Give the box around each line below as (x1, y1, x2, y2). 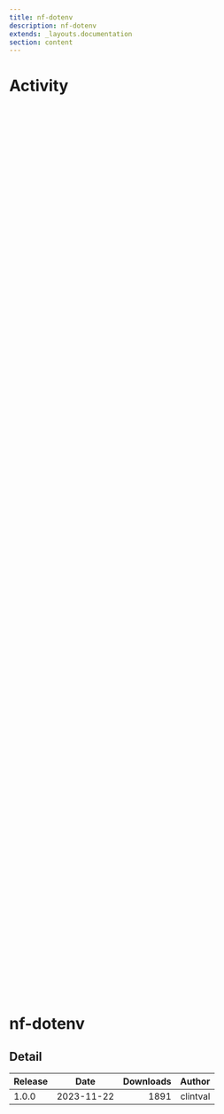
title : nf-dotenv (9, 12, 73, 22)
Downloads (122, 1075, 172, 1087)
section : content (9, 37, 73, 47)
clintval (180, 1090, 211, 1102)
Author (180, 1075, 211, 1087)
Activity (9, 76, 69, 96)
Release (13, 1075, 49, 1087)
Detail (9, 1048, 42, 1064)
